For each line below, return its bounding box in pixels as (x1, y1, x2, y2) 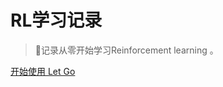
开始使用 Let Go (10, 65, 76, 77)
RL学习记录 (10, 9, 103, 32)
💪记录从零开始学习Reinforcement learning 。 (34, 44, 219, 56)
